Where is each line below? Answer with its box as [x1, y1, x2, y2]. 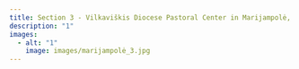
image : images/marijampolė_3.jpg [25, 47, 151, 56]
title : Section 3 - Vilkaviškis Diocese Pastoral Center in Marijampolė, [9, 13, 292, 22]
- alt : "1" [17, 38, 58, 47]
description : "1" [9, 22, 75, 30]
